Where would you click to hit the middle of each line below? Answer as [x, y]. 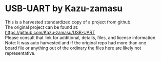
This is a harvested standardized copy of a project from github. [68, 22]
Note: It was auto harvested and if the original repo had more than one [76, 42]
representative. [20, 53]
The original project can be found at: [42, 27]
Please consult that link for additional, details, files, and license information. [81, 38]
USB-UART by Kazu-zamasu [64, 9]
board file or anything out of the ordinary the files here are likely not [73, 48]
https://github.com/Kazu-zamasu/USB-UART [50, 32]
